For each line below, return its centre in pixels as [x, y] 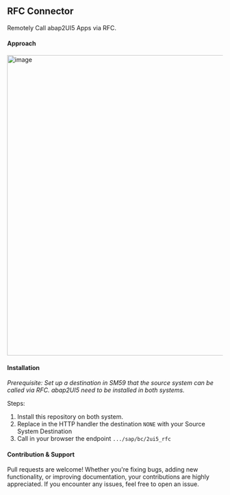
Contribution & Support [41, 454]
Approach [22, 43]
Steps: [16, 404]
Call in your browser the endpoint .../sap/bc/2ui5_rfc [94, 439]
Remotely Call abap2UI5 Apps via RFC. [62, 27]
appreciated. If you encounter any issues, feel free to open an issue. [103, 484]
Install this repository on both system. [70, 417]
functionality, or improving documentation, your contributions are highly [108, 477]
